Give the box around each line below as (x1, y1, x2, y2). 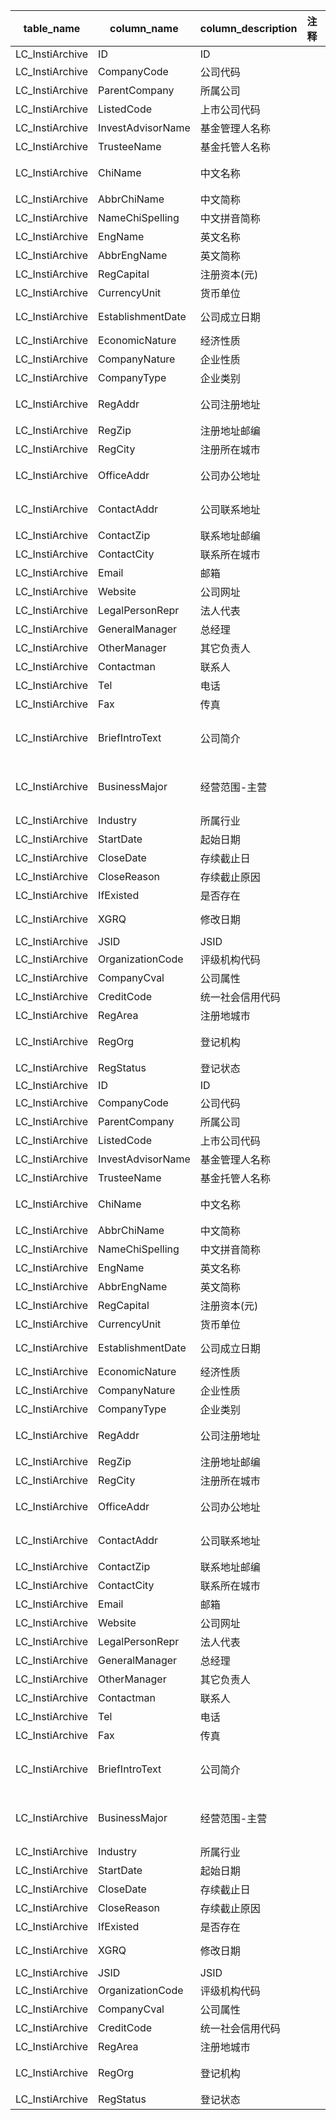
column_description (199, 22, 298, 35)
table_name (23, 22, 81, 35)
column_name (109, 22, 179, 35)
